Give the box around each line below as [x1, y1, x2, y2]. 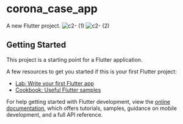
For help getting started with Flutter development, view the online [6, 98, 171, 105]
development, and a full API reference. [6, 111, 103, 118]
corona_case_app [6, 2, 98, 16]
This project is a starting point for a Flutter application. [6, 56, 143, 63]
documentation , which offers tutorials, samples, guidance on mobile [6, 104, 177, 112]
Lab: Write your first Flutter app [15, 79, 95, 87]
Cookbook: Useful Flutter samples [15, 86, 101, 93]
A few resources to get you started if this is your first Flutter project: [6, 68, 177, 75]
